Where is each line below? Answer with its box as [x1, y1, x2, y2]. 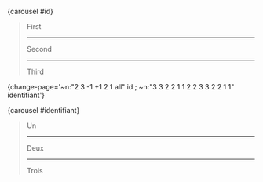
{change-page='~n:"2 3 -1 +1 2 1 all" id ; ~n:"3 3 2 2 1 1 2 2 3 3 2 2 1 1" [7, 82, 235, 91]
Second [26, 45, 53, 53]
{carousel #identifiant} [7, 106, 80, 115]
